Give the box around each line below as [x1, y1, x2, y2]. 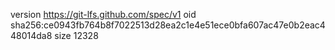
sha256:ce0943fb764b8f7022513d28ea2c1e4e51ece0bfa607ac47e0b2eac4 [10, 19, 326, 31]
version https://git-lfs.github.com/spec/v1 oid [10, 9, 197, 20]
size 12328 [54, 30, 99, 41]
